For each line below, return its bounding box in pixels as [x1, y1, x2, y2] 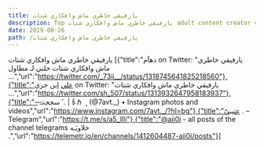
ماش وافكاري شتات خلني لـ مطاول [8, 64, 110, 73]
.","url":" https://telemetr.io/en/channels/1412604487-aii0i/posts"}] [8, 131, 222, 141]
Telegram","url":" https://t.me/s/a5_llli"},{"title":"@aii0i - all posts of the [8, 115, 236, 124]
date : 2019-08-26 [8, 26, 65, 34]
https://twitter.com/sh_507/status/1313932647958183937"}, [37, 88, 232, 98]
